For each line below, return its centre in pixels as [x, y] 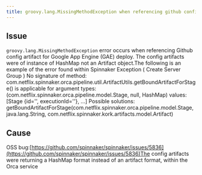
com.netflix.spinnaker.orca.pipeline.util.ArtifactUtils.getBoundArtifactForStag [101, 82]
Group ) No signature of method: [47, 76]
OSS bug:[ [19, 147]
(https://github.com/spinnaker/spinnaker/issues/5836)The [78, 154]
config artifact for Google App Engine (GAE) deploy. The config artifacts [95, 57]
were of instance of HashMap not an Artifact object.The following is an [94, 63]
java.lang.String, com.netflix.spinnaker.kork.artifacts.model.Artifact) [90, 114]
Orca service [22, 167]
